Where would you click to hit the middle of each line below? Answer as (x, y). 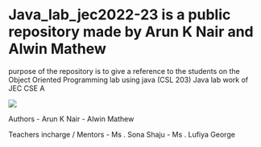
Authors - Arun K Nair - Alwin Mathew (71, 119)
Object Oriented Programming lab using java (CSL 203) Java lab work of (128, 80)
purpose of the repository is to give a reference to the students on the (124, 71)
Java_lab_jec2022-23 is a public (120, 15)
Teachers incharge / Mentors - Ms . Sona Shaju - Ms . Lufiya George (122, 134)
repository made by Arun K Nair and (131, 32)
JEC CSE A (27, 88)
